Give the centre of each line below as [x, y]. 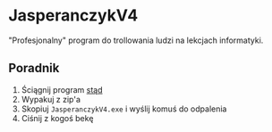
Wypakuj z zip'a [51, 99]
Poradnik [34, 68]
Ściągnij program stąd [62, 89]
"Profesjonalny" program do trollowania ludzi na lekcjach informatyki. [136, 40]
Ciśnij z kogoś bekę [57, 118]
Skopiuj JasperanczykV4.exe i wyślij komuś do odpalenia [124, 109]
